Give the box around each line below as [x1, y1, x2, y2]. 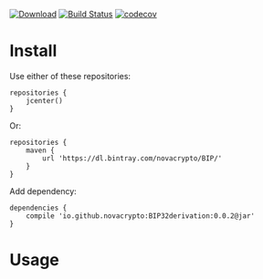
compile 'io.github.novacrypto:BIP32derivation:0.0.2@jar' [26, 211, 256, 221]
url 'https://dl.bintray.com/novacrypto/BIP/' [42, 153, 223, 163]
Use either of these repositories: [9, 70, 131, 81]
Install [9, 41, 58, 61]
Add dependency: [9, 185, 78, 196]
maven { [26, 146, 55, 155]
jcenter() [26, 96, 64, 105]
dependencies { [9, 203, 68, 212]
